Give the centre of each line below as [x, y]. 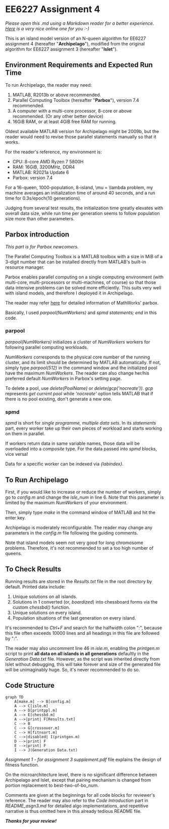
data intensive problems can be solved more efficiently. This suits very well [83, 287]
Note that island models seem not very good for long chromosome [74, 543]
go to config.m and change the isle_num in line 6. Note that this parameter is [84, 497]
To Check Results [33, 569]
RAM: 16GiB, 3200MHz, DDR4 [44, 167]
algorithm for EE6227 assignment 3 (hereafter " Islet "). [62, 49]
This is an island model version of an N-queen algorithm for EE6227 [76, 38]
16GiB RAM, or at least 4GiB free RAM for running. [65, 122]
